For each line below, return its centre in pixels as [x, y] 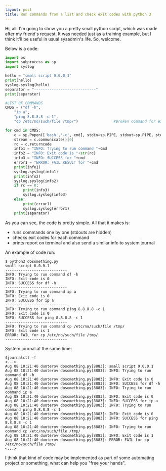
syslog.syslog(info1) [36, 172]
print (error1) [37, 204]
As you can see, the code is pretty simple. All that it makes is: [67, 223]
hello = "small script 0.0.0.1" [38, 76]
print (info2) [27, 176]
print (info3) [36, 190]
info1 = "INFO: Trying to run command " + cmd [61, 149]
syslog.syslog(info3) [45, 195]
